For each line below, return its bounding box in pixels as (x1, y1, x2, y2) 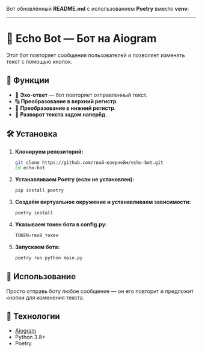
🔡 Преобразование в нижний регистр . (14, 104, 116, 112)
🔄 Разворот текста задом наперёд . (14, 110, 107, 118)
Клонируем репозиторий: (14, 148, 84, 155)
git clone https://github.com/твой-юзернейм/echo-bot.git (14, 159, 164, 166)
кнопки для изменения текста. (6, 294, 85, 301)
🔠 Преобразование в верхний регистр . (14, 97, 118, 104)
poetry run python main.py (14, 255, 83, 261)
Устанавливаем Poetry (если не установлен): (14, 176, 135, 183)
